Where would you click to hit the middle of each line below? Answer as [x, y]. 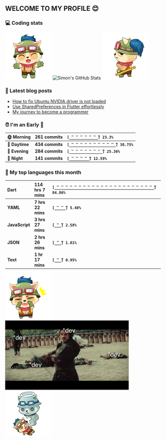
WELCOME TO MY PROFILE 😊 [52, 9]
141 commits [49, 158]
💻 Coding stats [24, 23]
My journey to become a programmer [50, 112]
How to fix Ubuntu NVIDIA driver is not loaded [59, 101]
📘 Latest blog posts [29, 91]
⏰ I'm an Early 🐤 [24, 125]
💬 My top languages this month [43, 172]
